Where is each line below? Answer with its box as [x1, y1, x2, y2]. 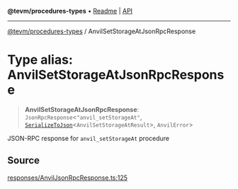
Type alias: [7, 52, 73, 68]
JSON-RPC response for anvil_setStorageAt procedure [7, 134, 170, 142]
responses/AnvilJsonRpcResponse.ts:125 [7, 173, 128, 182]
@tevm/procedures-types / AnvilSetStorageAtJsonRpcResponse [7, 27, 196, 35]
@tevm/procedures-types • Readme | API [7, 7, 133, 15]
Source [7, 154, 40, 166]
